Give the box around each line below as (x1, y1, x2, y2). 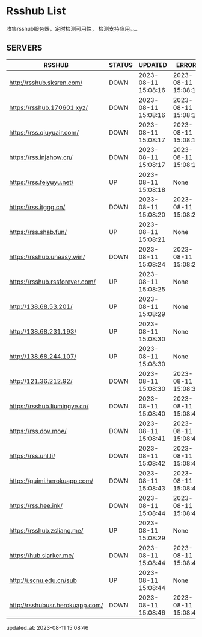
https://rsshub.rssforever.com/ (9, 277, 96, 286)
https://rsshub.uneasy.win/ (9, 252, 85, 261)
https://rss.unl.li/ (9, 451, 55, 460)
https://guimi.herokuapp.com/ (9, 477, 94, 485)
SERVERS (6, 43, 43, 53)
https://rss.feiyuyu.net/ (9, 178, 74, 186)
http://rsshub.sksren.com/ (9, 78, 83, 87)
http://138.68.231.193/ (9, 327, 77, 335)
